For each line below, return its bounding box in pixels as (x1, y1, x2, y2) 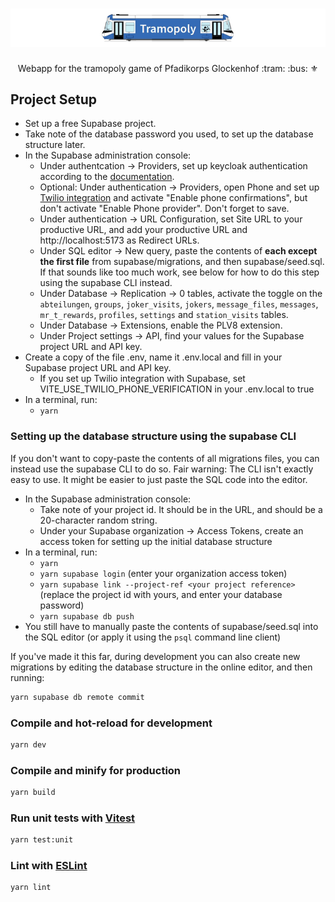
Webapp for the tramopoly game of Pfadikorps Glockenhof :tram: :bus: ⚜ (17, 62, 319, 74)
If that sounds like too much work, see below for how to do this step (39, 266, 320, 278)
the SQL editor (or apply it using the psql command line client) (24, 631, 282, 643)
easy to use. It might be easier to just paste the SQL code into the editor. (10, 473, 308, 485)
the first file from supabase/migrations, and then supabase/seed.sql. (39, 256, 325, 268)
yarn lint (10, 883, 52, 893)
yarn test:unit (10, 835, 74, 845)
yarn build (10, 788, 56, 798)
